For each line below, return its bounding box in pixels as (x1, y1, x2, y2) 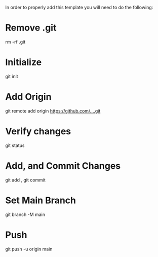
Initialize (5, 57, 42, 68)
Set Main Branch (5, 195, 76, 206)
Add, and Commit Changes (5, 160, 121, 171)
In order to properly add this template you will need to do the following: (5, 5, 153, 10)
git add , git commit (5, 177, 46, 183)
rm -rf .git (5, 39, 26, 45)
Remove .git (5, 22, 57, 33)
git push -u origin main (5, 246, 53, 252)
